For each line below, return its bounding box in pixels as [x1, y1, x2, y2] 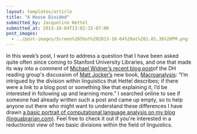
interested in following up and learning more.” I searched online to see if [6, 90, 181, 97]
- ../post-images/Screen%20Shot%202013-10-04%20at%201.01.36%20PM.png [11, 36, 188, 42]
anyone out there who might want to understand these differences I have [6, 103, 183, 109]
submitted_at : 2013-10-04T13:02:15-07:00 [6, 25, 109, 31]
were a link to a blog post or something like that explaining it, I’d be [6, 84, 168, 90]
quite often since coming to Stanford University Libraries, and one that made [6, 58, 192, 66]
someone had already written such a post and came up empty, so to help [6, 96, 183, 103]
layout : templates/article [6, 8, 72, 15]
